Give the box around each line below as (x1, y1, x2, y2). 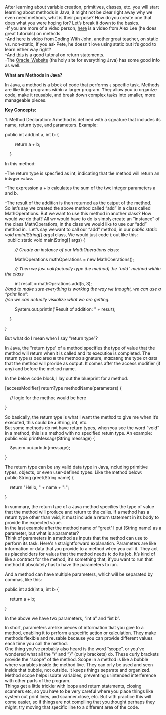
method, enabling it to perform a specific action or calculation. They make (5, 630, 156, 636)
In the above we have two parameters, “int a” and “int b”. (5, 615, 120, 621)
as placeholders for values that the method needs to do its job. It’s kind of (5, 551, 155, 557)
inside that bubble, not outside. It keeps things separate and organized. (5, 667, 151, 673)
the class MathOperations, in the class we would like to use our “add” (5, 221, 147, 227)
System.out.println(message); (9, 445, 71, 450)
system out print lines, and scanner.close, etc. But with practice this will (5, 694, 151, 699)
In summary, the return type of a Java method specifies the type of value (5, 504, 155, 509)
